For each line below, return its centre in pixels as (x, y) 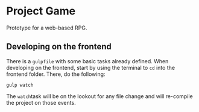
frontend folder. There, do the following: (56, 74)
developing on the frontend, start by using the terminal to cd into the (91, 67)
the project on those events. (41, 102)
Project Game (41, 11)
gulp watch (20, 85)
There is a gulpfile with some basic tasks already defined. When (87, 61)
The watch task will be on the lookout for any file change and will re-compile (99, 96)
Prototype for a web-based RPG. (47, 28)
